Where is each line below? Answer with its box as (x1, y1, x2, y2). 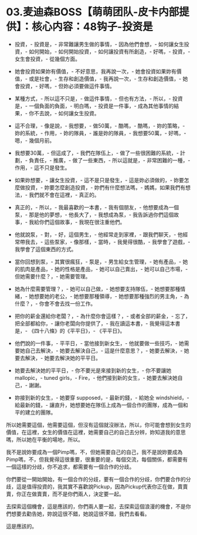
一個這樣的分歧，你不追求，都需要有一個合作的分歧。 (6, 463, 135, 470)
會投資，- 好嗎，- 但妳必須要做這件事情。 (14, 82, 116, 89)
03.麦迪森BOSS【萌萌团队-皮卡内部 (6, 5, 179, 19)
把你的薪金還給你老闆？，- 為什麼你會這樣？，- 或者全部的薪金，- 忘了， (14, 312, 191, 319)
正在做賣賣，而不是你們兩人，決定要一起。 (21, 490, 124, 497)
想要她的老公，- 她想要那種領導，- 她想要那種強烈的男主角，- (34, 292, 183, 300)
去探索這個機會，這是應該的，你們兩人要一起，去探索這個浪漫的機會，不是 (6, 503, 186, 510)
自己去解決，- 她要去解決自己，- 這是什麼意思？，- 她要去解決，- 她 (25, 347, 189, 354)
